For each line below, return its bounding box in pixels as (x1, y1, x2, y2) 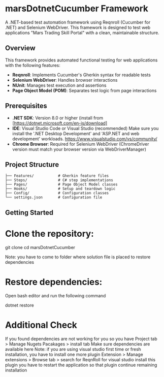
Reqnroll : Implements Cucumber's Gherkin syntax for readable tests (12, 72, 151, 78)
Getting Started (5, 208, 54, 217)
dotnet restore (5, 302, 34, 308)
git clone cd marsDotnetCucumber (5, 244, 75, 250)
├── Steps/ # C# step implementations (5, 178, 113, 183)
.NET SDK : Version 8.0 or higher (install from (12, 115, 103, 121)
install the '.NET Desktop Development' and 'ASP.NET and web (12, 130, 139, 136)
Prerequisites (5, 102, 47, 110)
